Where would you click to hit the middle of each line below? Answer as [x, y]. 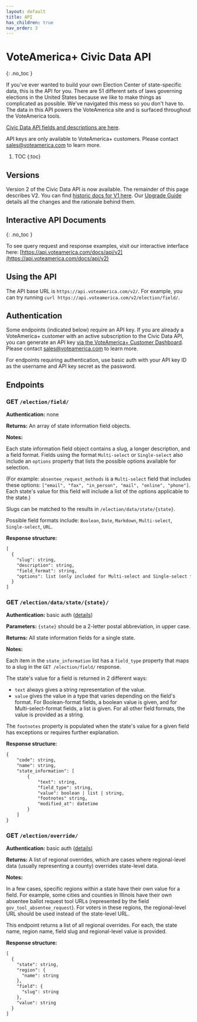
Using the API [31, 277]
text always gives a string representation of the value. [80, 690]
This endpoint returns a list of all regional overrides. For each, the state [92, 925]
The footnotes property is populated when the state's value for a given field [98, 726]
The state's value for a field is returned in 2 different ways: [77, 678]
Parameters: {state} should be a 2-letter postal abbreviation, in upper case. [98, 626]
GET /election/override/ [42, 835]
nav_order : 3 [22, 28]
